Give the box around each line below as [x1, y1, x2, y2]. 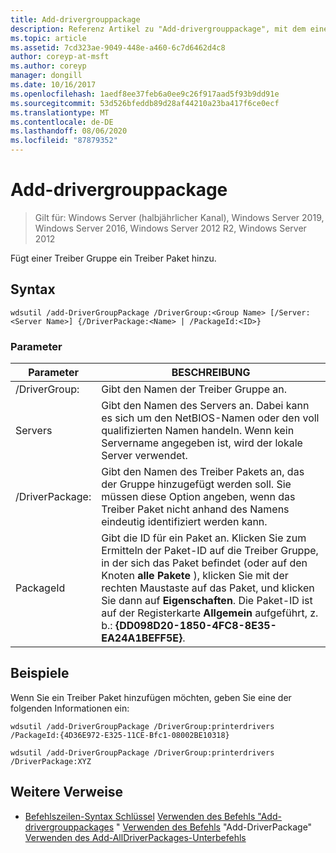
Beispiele [10, 665, 70, 682]
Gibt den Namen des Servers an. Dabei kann [101, 399, 310, 413]
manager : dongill [10, 71, 83, 81]
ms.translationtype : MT [10, 107, 110, 118]
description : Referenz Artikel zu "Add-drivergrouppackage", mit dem [10, 24, 307, 34]
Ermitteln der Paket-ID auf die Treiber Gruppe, [101, 544, 319, 558]
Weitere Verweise [10, 784, 124, 801]
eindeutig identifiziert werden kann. [101, 515, 268, 529]
